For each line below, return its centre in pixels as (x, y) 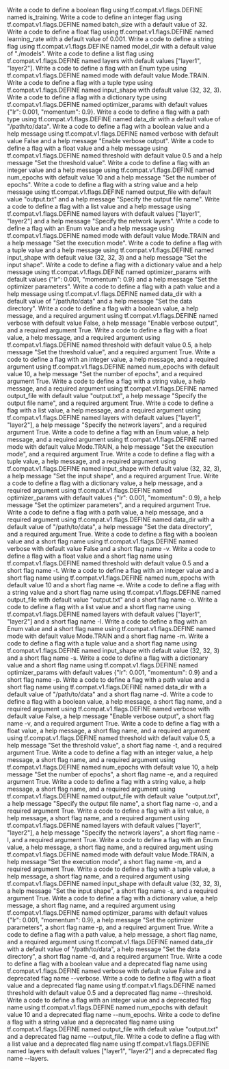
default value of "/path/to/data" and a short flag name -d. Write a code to (110, 694)
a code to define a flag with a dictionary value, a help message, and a (105, 483)
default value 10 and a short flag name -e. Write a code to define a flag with (113, 585)
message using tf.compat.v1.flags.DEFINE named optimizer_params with (109, 272)
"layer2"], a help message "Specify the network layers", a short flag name (111, 833)
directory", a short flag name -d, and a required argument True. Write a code (115, 956)
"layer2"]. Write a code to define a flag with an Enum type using (97, 68)
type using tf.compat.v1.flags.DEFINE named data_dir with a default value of (114, 119)
